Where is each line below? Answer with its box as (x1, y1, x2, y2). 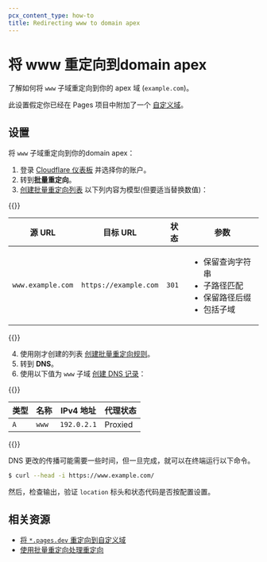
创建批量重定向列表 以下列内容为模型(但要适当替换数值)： (19, 185, 208, 194)
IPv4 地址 (60, 406, 97, 417)
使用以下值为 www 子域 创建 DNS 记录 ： (19, 369, 146, 379)
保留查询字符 (203, 256, 252, 268)
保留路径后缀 (203, 292, 252, 303)
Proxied (104, 419, 133, 430)
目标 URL (103, 227, 137, 238)
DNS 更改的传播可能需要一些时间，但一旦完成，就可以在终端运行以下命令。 (8, 456, 255, 465)
